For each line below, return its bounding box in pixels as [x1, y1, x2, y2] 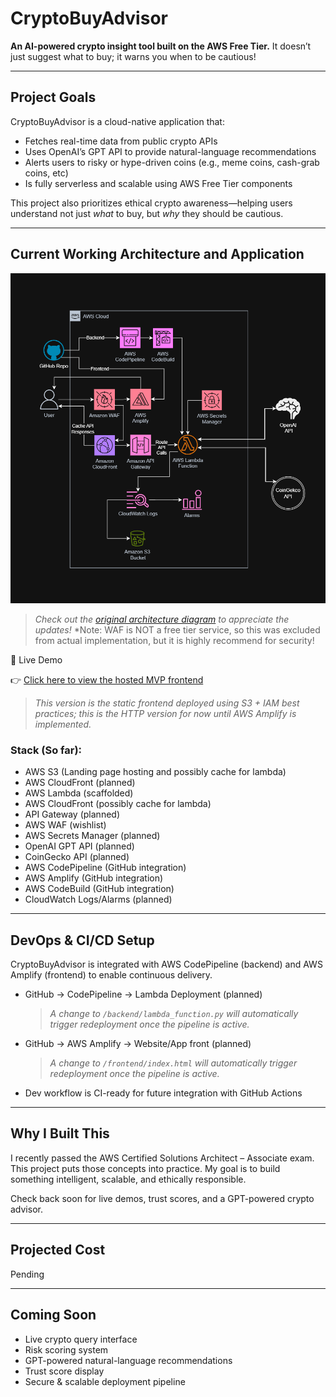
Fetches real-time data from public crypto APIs [24, 135, 218, 147]
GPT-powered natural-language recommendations [24, 1354, 233, 1366]
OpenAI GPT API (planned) [24, 840, 135, 852]
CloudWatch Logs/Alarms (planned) [24, 893, 173, 906]
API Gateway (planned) [24, 808, 120, 821]
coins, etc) [24, 167, 69, 179]
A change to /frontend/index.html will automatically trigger [49, 1057, 298, 1069]
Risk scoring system [24, 1343, 109, 1356]
